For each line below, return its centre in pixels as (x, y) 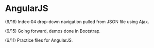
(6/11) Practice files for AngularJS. (39, 40)
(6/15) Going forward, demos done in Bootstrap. (53, 31)
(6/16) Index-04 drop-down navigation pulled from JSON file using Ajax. (77, 22)
